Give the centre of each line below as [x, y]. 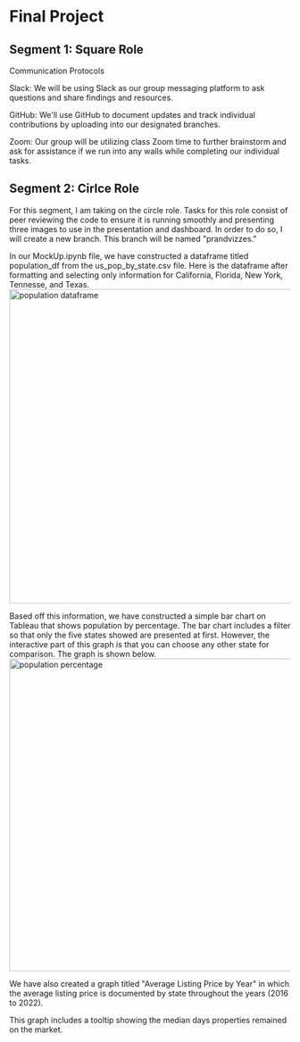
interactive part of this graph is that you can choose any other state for [139, 644]
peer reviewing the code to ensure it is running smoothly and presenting [142, 220]
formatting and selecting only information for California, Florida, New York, [146, 275]
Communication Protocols [57, 71]
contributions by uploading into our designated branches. [115, 124]
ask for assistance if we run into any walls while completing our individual [144, 151]
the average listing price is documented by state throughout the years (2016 [149, 993]
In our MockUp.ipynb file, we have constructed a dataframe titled [129, 255]
